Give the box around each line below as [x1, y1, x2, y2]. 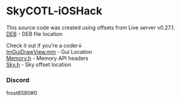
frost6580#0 [6, 90, 38, 97]
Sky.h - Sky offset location [6, 61, 72, 68]
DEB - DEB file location [6, 30, 63, 37]
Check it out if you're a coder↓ [6, 42, 82, 49]
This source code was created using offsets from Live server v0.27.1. [6, 24, 175, 31]
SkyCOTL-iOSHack [6, 4, 103, 18]
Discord [6, 76, 30, 84]
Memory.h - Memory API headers [6, 54, 88, 62]
